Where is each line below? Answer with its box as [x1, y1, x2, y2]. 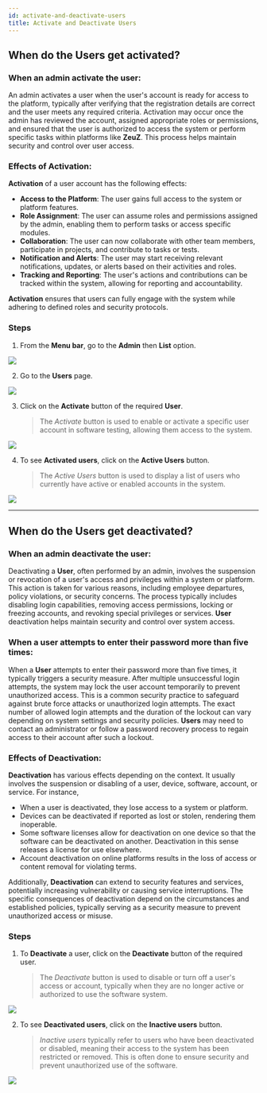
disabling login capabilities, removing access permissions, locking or [8, 600, 233, 610]
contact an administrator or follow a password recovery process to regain [8, 724, 249, 734]
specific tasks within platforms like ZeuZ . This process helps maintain [8, 133, 237, 142]
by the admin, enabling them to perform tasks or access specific [19, 219, 232, 229]
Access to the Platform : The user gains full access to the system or [19, 194, 242, 203]
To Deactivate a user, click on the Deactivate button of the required [19, 949, 243, 959]
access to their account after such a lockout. [8, 732, 154, 742]
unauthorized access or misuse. [8, 911, 114, 921]
